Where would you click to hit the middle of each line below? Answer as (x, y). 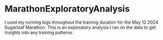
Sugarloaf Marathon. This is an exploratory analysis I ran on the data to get (80, 27)
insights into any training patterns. (39, 32)
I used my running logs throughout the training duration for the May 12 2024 (81, 22)
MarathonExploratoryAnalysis (67, 9)
